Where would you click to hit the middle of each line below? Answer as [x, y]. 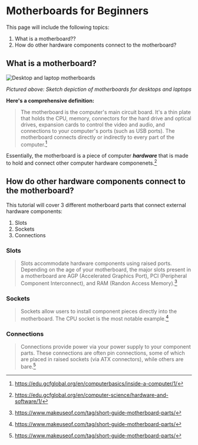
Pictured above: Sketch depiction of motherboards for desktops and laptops [99, 89]
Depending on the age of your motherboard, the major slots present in [106, 270]
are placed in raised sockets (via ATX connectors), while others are [102, 359]
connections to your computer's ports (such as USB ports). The [98, 130]
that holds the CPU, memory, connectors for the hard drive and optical [106, 118]
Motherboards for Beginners [77, 11]
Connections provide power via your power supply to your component [106, 347]
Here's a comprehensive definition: [50, 100]
